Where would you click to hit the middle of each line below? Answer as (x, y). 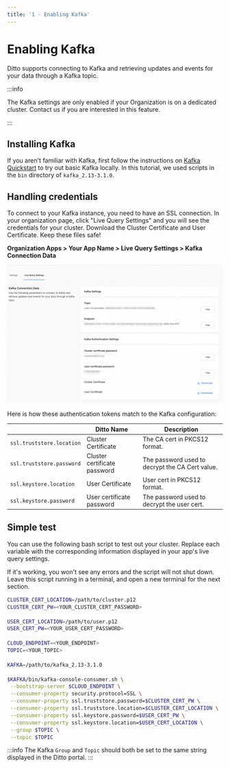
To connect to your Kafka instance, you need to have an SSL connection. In (113, 213)
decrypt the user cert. (173, 504)
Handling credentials (52, 196)
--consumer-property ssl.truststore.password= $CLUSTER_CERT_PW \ (105, 701)
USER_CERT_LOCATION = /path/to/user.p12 (62, 621)
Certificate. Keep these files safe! (54, 235)
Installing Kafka (41, 144)
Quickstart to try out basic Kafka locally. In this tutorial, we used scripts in (111, 168)
